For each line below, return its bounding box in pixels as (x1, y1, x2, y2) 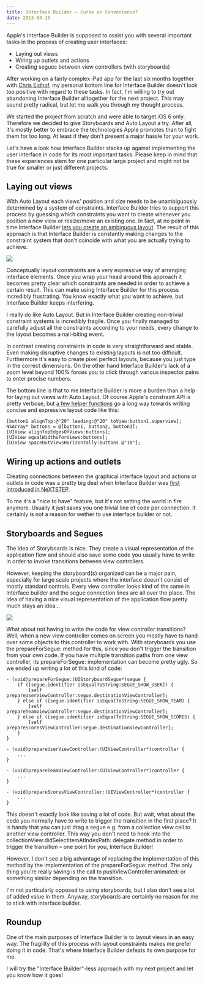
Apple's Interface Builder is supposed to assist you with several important (6, 31, 192, 39)
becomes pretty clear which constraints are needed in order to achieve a (6, 280, 190, 287)
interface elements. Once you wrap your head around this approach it (6, 273, 182, 281)
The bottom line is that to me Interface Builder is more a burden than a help (6, 387, 196, 394)
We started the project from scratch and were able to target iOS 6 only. (6, 113, 185, 120)
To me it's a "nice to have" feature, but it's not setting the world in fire (6, 498, 182, 505)
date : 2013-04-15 (6, 15, 51, 21)
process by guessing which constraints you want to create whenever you (6, 211, 191, 218)
